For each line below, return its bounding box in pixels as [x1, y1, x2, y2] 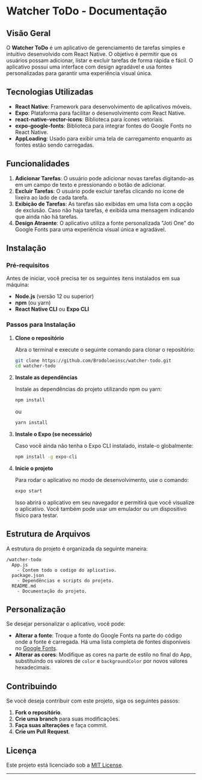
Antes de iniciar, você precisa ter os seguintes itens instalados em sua [6, 275, 180, 282]
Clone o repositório [14, 334, 64, 341]
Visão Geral [6, 28, 51, 38]
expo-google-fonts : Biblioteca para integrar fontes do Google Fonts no [14, 122, 192, 129]
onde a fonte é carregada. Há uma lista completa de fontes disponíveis [14, 638, 191, 645]
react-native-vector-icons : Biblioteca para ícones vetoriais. [14, 115, 164, 123]
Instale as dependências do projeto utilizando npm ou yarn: [14, 386, 162, 393]
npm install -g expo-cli [14, 454, 78, 460]
